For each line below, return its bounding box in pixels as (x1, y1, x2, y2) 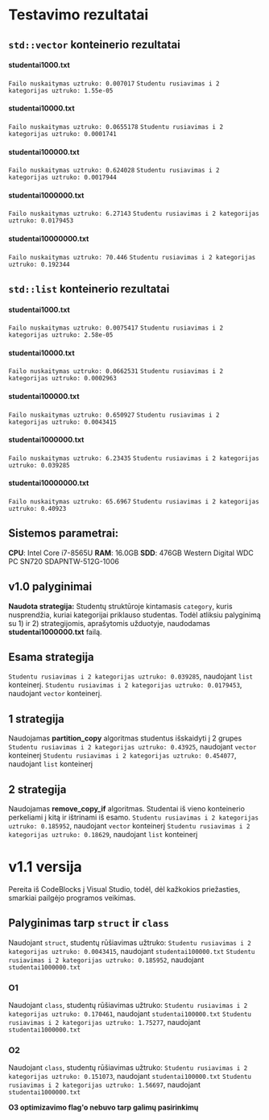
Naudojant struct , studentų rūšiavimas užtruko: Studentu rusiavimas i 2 (8, 937, 251, 948)
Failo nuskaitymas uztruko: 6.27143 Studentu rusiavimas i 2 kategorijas (8, 209, 259, 218)
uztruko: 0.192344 (8, 260, 70, 268)
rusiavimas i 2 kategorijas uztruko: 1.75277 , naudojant (8, 1018, 201, 1027)
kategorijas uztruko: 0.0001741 (8, 130, 117, 138)
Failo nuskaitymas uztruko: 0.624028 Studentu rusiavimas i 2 (8, 167, 220, 175)
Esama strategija (8, 650, 94, 664)
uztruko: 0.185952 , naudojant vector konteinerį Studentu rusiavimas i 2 (8, 821, 250, 831)
